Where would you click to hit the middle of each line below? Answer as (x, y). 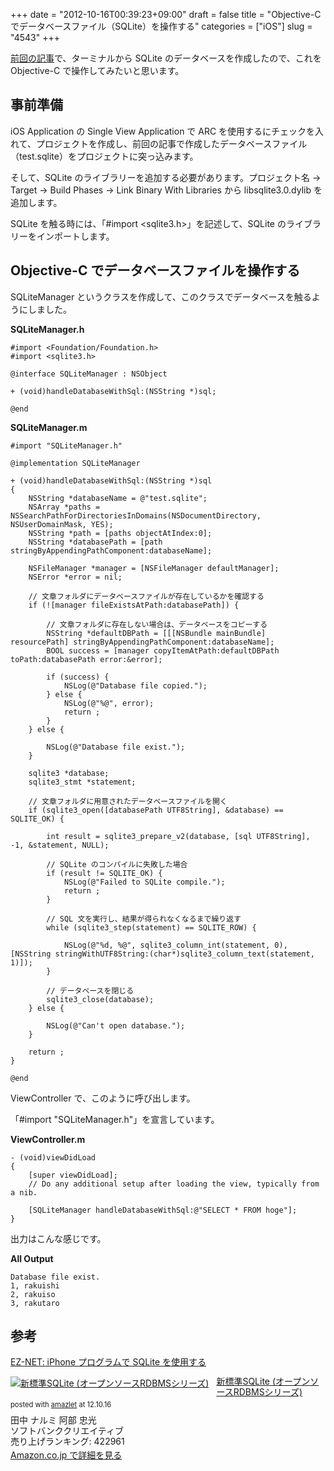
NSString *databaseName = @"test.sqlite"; (118, 498)
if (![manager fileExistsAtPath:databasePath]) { (134, 605)
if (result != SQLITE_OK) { (104, 873)
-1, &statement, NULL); (60, 845)
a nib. (24, 1192)
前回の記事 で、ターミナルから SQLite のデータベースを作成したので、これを (166, 58)
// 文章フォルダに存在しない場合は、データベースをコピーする (157, 624)
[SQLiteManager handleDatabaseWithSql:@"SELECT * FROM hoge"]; (163, 1210)
